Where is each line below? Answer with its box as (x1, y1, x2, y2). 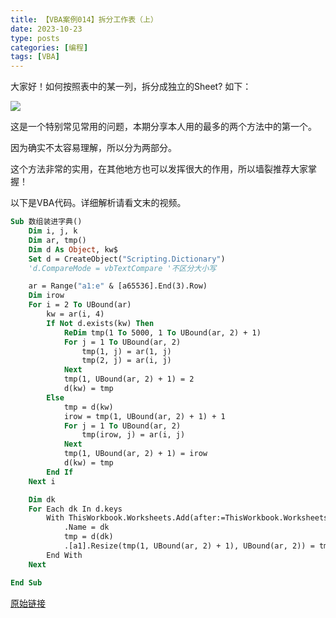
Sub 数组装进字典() (10, 217, 83, 227)
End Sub (10, 577, 43, 588)
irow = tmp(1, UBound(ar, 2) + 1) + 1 (63, 411, 226, 421)
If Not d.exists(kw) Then (46, 318, 155, 328)
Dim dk (28, 494, 56, 505)
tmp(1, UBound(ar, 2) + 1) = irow (63, 449, 208, 459)
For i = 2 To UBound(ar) (28, 300, 132, 310)
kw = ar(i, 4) (46, 309, 105, 319)
